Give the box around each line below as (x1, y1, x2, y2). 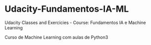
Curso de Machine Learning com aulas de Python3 (4, 34, 108, 40)
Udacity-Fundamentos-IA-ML (4, 3, 129, 15)
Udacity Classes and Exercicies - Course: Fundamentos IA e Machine (4, 20, 147, 25)
